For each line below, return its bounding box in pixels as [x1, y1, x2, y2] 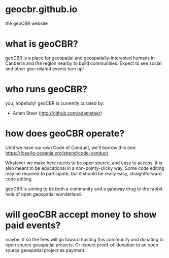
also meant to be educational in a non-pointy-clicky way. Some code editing [5, 165, 164, 171]
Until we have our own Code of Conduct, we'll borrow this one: [5, 144, 137, 151]
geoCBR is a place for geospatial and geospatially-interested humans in [5, 55, 155, 61]
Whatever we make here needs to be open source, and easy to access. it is [5, 160, 162, 166]
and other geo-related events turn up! [5, 65, 84, 71]
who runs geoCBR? [5, 84, 88, 95]
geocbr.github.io [5, 4, 78, 15]
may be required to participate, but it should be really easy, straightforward [5, 170, 162, 176]
